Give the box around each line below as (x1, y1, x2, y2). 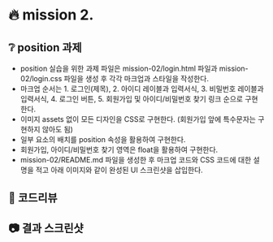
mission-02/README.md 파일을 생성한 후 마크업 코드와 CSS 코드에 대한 (19, 155, 252, 164)
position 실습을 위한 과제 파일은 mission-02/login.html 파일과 (19, 63, 218, 73)
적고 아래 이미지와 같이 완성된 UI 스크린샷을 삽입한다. (35, 165, 203, 175)
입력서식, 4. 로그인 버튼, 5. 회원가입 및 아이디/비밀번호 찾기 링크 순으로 (19, 94, 244, 103)
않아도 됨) (41, 124, 73, 134)
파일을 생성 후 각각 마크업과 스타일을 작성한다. (63, 74, 210, 83)
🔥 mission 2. (8, 6, 94, 24)
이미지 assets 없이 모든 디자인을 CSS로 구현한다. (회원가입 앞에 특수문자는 (19, 115, 256, 123)
